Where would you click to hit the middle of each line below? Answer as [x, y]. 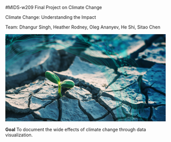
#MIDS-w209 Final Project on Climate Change [54, 7]
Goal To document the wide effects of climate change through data [76, 130]
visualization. [19, 135]
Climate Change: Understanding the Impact [51, 17]
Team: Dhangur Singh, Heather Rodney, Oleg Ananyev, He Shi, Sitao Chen [83, 27]
